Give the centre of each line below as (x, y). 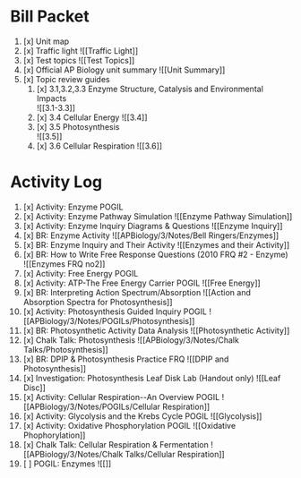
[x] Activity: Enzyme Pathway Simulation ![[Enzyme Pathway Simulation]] (158, 216)
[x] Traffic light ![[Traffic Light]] (80, 50)
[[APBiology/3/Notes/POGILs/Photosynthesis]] (109, 320)
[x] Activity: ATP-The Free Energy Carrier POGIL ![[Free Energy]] (142, 283)
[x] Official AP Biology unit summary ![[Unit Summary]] (124, 70)
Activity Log (56, 182)
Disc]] (34, 388)
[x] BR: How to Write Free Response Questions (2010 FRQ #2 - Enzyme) (156, 254)
